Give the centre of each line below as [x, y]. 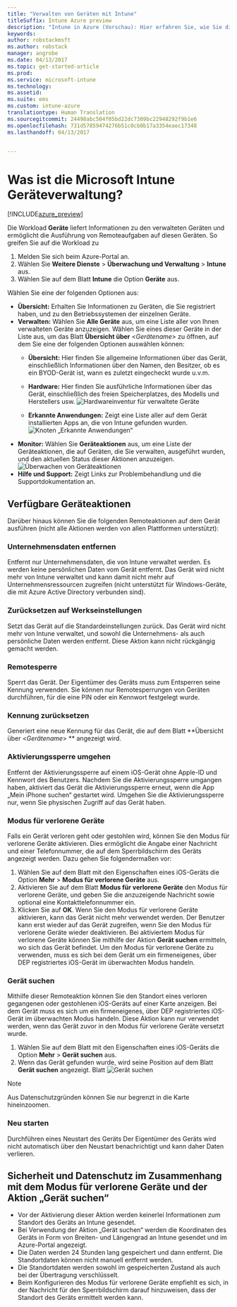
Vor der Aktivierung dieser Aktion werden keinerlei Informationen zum [119, 1215]
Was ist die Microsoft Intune [91, 179]
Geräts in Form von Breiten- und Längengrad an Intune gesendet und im [122, 1238]
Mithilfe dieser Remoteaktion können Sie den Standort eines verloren [107, 996]
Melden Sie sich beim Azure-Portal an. [73, 257]
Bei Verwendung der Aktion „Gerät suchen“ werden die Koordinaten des [122, 1230]
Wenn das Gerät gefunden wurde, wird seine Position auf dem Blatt [115, 1062]
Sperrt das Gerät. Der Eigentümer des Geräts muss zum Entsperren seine [114, 682]
